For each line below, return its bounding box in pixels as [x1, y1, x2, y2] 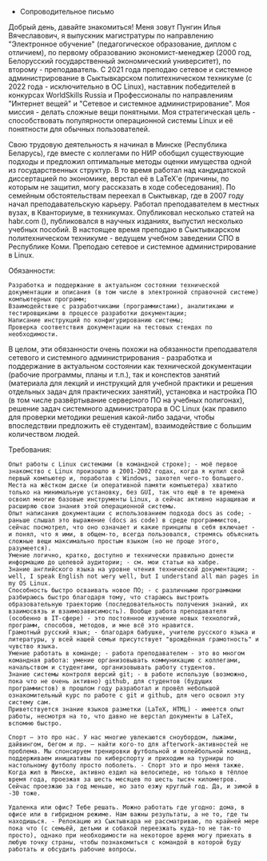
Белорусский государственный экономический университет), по [8, 56, 232, 66]
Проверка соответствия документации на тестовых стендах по [8, 323, 213, 331]
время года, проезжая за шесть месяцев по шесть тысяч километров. [8, 775, 238, 783]
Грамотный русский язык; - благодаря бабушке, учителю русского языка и [8, 628, 256, 636]
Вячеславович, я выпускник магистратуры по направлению [8, 31, 214, 40]
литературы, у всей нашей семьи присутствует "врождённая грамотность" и [8, 635, 260, 643]
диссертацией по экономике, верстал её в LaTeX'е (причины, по [8, 174, 229, 183]
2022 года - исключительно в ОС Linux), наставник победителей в [8, 82, 236, 91]
